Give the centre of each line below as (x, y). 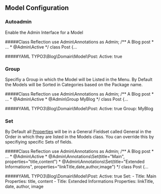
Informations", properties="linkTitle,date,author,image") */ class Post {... (77, 167)
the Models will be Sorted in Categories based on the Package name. (74, 84)
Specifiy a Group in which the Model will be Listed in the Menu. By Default (79, 79)
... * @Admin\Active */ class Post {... (41, 47)
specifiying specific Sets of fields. (39, 142)
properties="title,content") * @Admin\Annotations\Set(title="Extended (75, 162)
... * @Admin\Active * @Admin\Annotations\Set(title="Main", (65, 157)
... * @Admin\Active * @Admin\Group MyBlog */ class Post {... (66, 99)
